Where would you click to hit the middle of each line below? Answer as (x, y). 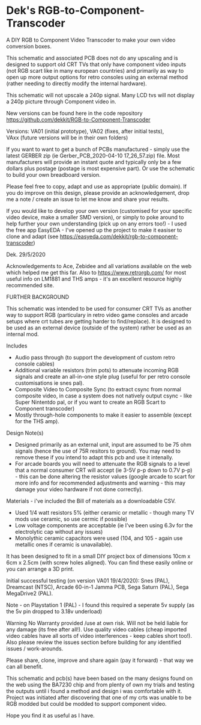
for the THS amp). (37, 421)
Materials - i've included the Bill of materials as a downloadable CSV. (91, 501)
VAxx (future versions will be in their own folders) (67, 137)
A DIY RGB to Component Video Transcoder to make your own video (91, 40)
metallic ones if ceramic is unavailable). (64, 544)
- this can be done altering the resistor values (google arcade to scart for (105, 476)
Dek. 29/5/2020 (26, 254)
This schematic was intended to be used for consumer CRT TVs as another (99, 308)
